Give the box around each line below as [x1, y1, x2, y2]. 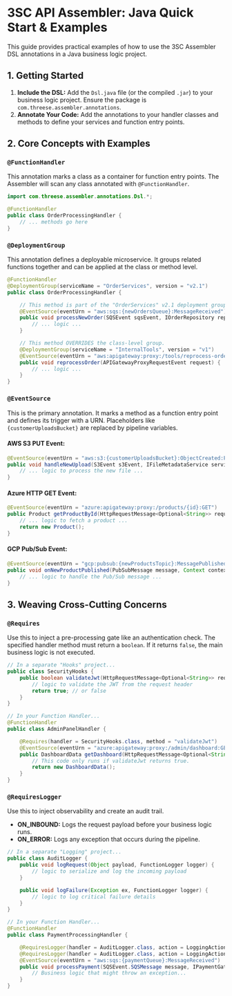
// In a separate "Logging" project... [7, 849, 122, 855]
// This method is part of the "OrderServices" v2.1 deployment [19, 301, 209, 309]
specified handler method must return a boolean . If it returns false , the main [7, 641, 223, 649]
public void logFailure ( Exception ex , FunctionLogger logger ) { [19, 887, 209, 894]
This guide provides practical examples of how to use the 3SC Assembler [7, 42, 216, 51]
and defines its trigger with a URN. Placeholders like [7, 416, 155, 424]
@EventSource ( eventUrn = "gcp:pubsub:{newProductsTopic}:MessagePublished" [7, 561, 230, 568]
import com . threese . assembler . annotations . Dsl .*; [7, 193, 153, 200]
